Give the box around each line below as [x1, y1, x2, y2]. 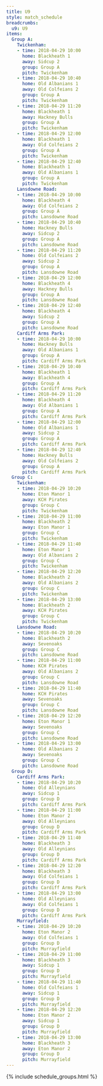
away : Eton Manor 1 [21, 524, 70, 531]
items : [6, 31, 23, 37]
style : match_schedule [6, 14, 63, 20]
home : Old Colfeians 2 [21, 253, 79, 259]
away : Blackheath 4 [21, 375, 70, 380]
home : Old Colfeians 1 [21, 985, 79, 991]
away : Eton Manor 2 [21, 1045, 70, 1051]
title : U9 [6, 8, 31, 15]
